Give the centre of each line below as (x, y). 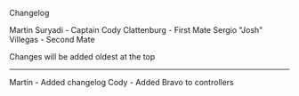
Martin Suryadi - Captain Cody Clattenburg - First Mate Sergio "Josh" (136, 30)
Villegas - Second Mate (52, 40)
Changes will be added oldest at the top (82, 56)
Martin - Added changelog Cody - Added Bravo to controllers (121, 82)
